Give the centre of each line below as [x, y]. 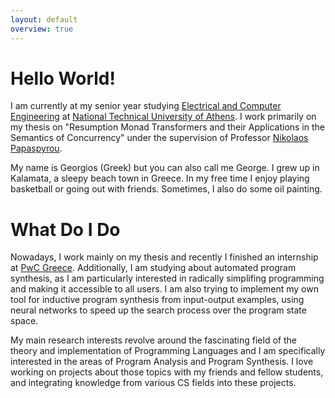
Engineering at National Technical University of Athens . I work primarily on [163, 117]
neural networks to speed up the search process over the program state [158, 310]
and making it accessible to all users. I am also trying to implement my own [164, 289]
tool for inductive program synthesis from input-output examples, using [157, 300]
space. [24, 321]
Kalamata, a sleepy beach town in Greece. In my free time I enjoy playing [160, 178]
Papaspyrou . [36, 148]
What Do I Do [65, 229]
